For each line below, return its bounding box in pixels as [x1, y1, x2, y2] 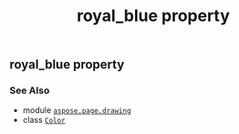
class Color [22, 115, 66, 126]
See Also [9, 84, 50, 97]
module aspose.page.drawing [22, 105, 131, 116]
